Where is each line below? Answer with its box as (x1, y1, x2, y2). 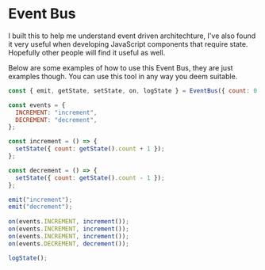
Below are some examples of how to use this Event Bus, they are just (8, 63, 233, 72)
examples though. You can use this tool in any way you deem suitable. (8, 71, 238, 81)
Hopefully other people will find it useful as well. (8, 48, 166, 57)
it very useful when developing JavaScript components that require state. (8, 39, 248, 48)
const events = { (8, 101, 66, 109)
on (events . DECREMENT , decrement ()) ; (8, 239, 129, 248)
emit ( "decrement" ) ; (8, 203, 73, 211)
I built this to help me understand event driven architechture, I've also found (8, 31, 256, 40)
